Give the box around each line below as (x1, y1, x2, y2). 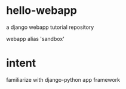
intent (6, 57, 36, 70)
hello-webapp (6, 4, 78, 17)
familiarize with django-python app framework (6, 76, 121, 83)
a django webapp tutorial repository (6, 23, 94, 31)
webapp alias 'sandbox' (6, 35, 64, 42)
